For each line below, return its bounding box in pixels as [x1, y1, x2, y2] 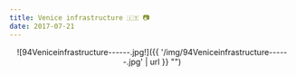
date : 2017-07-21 [9, 22, 75, 31]
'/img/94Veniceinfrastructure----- [160, 46, 288, 57]
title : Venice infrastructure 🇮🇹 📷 [9, 13, 150, 23]
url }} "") [149, 56, 182, 67]
